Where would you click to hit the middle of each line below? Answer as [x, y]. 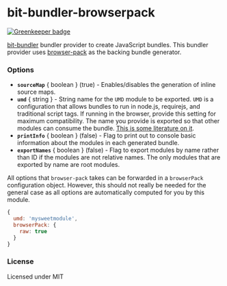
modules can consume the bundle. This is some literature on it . [106, 129]
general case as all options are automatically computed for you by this [106, 192]
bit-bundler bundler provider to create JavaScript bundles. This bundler [108, 44]
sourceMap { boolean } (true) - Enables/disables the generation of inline [116, 85]
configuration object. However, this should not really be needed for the [107, 185]
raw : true [34, 231]
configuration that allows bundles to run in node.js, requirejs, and [108, 107]
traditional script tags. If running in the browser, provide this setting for [117, 114]
